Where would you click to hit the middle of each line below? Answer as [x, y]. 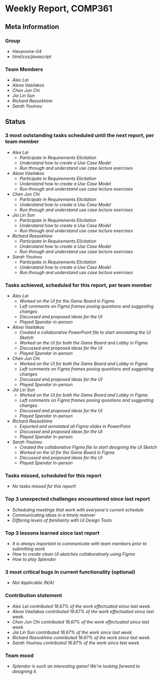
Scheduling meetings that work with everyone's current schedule [78, 509]
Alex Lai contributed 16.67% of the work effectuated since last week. [82, 606]
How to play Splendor [34, 559]
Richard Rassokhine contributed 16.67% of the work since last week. [81, 637]
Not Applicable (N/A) [33, 583]
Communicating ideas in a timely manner [54, 515]
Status [15, 122]
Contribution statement [34, 595]
